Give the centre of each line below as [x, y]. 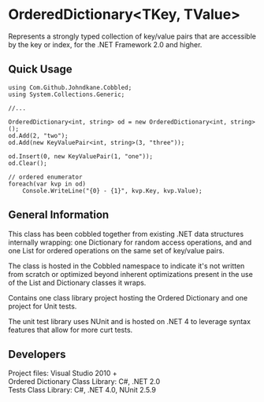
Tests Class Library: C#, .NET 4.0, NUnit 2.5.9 [82, 390]
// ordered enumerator [45, 177]
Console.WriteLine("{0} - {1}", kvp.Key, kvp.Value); [112, 190]
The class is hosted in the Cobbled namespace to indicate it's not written [126, 266]
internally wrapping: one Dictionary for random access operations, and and [130, 242]
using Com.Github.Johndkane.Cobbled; [70, 87]
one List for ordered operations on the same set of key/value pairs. [116, 250]
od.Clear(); [28, 163]
